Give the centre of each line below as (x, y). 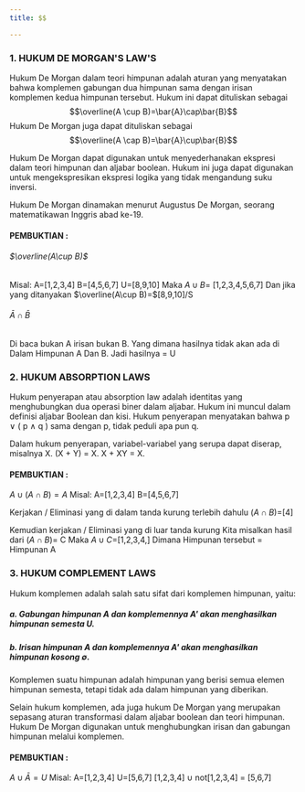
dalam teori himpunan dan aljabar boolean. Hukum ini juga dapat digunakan (152, 167)
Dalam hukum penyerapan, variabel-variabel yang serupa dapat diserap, (146, 444)
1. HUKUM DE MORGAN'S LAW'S (83, 58)
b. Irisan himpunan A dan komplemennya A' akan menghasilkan (134, 647)
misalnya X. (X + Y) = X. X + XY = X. (78, 454)
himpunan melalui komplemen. (67, 736)
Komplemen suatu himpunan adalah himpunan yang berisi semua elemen (147, 680)
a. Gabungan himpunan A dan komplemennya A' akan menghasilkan (143, 615)
